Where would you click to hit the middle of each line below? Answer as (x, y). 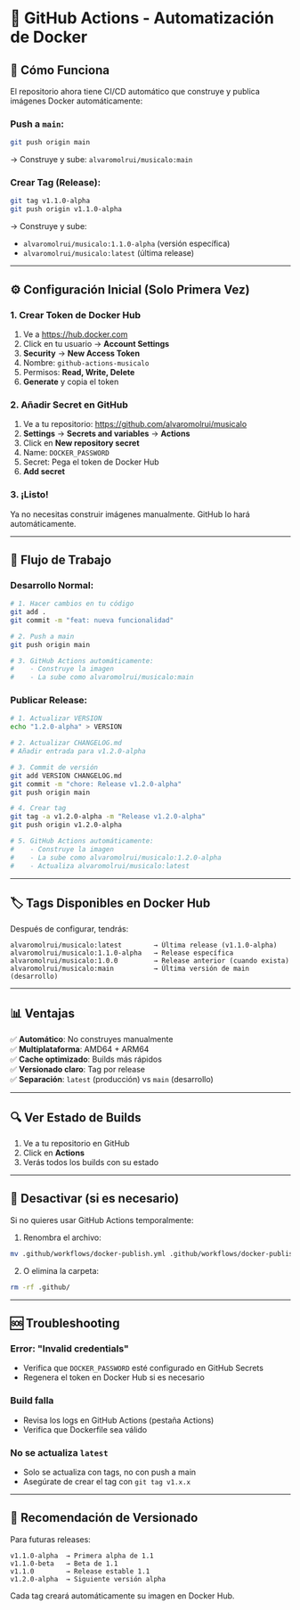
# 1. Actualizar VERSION (56, 719)
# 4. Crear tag (38, 809)
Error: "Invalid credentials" (70, 1348)
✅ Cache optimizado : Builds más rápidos (86, 1059)
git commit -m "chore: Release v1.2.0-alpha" (96, 784)
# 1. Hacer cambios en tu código (72, 604)
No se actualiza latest (59, 1452)
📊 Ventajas (42, 1013)
